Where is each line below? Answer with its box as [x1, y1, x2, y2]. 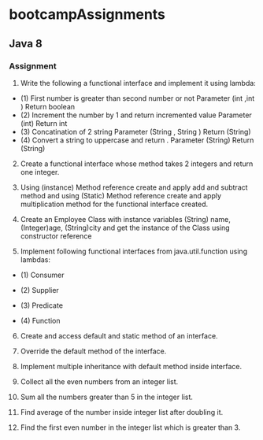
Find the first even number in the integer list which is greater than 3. [20, 423, 241, 432]
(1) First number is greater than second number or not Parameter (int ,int [20, 93, 255, 103]
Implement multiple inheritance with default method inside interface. [20, 361, 243, 371]
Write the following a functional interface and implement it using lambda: [20, 78, 257, 87]
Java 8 [9, 37, 43, 50]
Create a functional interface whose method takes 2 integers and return [20, 159, 254, 168]
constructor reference [20, 231, 92, 241]
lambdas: [20, 254, 50, 264]
